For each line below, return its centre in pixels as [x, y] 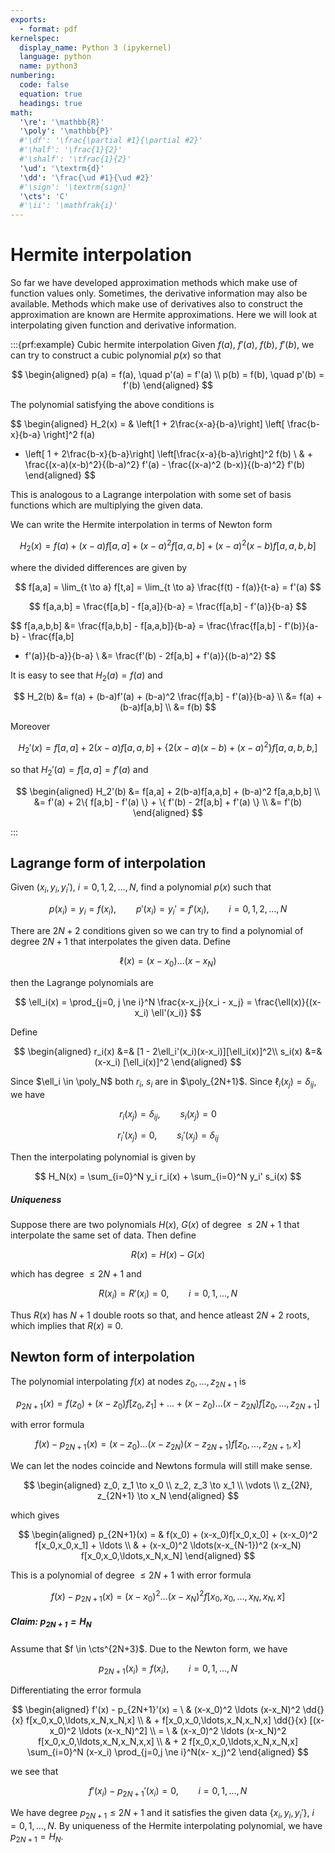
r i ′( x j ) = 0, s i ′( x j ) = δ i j [168, 1136]
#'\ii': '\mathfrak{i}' [68, 206]
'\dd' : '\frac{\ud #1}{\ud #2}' [87, 177]
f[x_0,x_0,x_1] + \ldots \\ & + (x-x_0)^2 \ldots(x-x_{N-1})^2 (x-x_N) [168, 1545]
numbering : [33, 76]
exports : [28, 19]
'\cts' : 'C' [44, 196]
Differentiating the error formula [76, 1690]
